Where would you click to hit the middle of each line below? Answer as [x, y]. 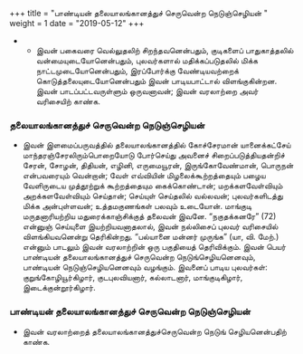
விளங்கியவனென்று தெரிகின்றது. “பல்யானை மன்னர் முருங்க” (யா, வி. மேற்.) [151, 237]
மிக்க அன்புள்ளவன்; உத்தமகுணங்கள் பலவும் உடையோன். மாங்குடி [137, 206]
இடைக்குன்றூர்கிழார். [59, 288]
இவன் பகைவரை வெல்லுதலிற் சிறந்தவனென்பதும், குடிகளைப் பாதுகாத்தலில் [165, 50]
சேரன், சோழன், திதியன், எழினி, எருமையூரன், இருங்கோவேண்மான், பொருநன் [158, 166]
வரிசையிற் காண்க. [68, 101]
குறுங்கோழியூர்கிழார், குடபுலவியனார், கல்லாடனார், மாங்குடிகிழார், [133, 277]
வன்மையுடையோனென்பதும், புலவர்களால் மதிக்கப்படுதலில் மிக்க [147, 61]
